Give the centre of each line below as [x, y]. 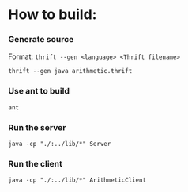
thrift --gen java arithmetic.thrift [70, 71]
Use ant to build [39, 91]
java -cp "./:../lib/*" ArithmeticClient [77, 180]
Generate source [41, 40]
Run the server [37, 127]
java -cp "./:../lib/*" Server [60, 144]
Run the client [36, 164]
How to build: [53, 15]
